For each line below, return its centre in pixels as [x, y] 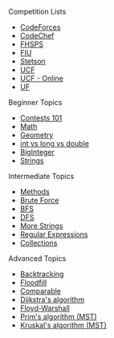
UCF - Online [42, 78]
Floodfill [33, 283]
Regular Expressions [54, 234]
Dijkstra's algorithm [52, 299]
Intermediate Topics [41, 176]
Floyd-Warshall [45, 308]
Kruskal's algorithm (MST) [63, 325]
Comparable [41, 291]
